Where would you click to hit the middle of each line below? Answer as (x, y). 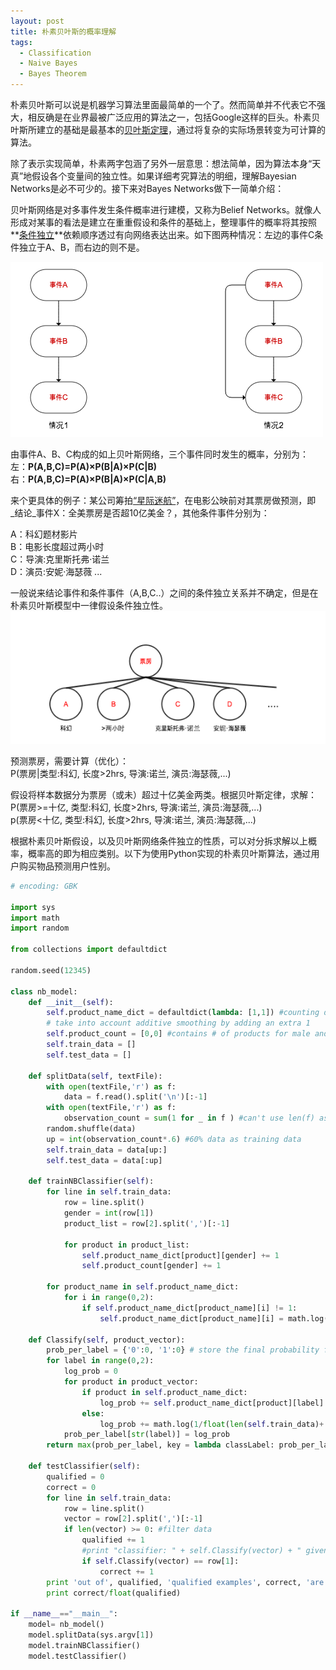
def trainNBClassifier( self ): (91, 1181)
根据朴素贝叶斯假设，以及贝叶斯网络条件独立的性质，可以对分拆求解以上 (159, 841)
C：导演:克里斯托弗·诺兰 (60, 559)
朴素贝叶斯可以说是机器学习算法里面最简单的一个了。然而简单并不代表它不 (163, 104)
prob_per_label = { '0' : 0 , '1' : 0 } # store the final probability (183, 1350)
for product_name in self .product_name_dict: (143, 1287)
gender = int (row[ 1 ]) (109, 1213)
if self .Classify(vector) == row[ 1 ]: (160, 1561)
